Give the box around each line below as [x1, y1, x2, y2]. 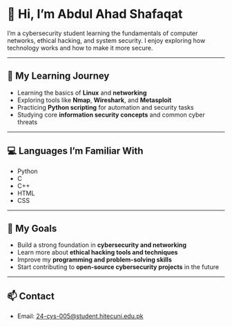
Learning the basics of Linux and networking [17, 88, 147, 97]
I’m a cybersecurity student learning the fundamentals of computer [7, 29, 198, 37]
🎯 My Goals [7, 222, 57, 234]
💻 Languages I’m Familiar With [7, 145, 144, 157]
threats [17, 117, 38, 126]
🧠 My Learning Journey [7, 70, 110, 82]
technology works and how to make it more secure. [7, 43, 153, 52]
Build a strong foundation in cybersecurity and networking [17, 241, 187, 249]
